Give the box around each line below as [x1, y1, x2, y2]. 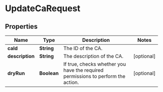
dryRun [7, 70, 25, 76]
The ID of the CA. [63, 45, 103, 52]
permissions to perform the [63, 73, 126, 79]
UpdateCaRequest [5, 3, 81, 14]
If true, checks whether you [63, 61, 126, 67]
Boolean [39, 70, 59, 76]
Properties [5, 22, 38, 31]
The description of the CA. [63, 53, 124, 59]
